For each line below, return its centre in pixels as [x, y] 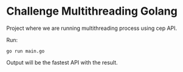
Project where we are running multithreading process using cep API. [92, 28]
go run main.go [26, 51]
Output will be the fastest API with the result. [62, 62]
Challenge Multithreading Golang [92, 11]
